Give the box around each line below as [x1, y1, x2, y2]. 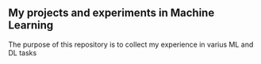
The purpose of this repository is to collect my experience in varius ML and [8, 40, 254, 49]
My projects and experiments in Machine [8, 6, 215, 20]
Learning [8, 19, 54, 32]
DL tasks [8, 47, 37, 58]
